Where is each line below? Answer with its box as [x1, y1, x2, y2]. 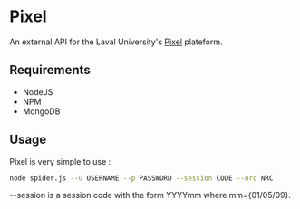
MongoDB [22, 106, 61, 117]
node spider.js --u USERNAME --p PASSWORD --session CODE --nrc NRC [9, 174, 274, 183]
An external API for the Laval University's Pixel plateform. [9, 36, 224, 47]
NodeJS [22, 86, 53, 97]
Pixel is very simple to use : [9, 156, 111, 166]
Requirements [9, 62, 91, 78]
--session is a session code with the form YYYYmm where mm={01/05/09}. [9, 190, 292, 201]
